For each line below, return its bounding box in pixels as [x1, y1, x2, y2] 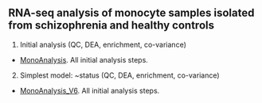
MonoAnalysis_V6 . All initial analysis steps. [19, 86, 160, 95]
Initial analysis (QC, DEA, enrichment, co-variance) [19, 40, 187, 49]
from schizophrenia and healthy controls [8, 19, 215, 32]
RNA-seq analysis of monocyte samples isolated [8, 6, 255, 20]
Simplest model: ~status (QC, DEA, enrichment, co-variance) [19, 71, 221, 80]
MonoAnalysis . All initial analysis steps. [19, 55, 149, 64]
